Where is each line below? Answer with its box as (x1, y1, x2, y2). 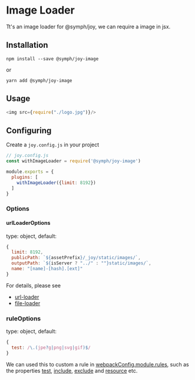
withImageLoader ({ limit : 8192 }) (16, 179, 96, 186)
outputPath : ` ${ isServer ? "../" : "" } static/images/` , (11, 260, 151, 266)
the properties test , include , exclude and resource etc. (6, 367, 138, 374)
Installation (6, 40, 48, 50)
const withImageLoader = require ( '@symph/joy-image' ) (6, 158, 141, 164)
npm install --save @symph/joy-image (6, 55, 99, 62)
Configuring (6, 125, 52, 136)
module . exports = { (6, 169, 54, 175)
